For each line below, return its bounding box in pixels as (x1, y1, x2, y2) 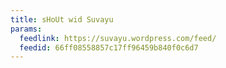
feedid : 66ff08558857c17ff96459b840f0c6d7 (19, 42, 199, 53)
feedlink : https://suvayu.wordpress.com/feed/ (19, 33, 217, 43)
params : (10, 24, 43, 34)
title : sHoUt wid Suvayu (10, 14, 114, 25)
